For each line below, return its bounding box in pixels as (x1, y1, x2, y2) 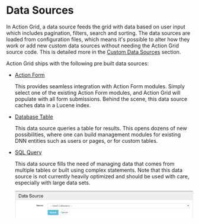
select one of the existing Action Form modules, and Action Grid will (14, 89, 181, 96)
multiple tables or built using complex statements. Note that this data (14, 167, 183, 174)
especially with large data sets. (14, 179, 91, 186)
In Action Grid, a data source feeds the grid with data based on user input (6, 23, 185, 30)
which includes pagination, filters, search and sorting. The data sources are (6, 29, 191, 36)
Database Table (14, 113, 53, 120)
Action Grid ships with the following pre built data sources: (6, 60, 149, 67)
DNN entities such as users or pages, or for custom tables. (14, 137, 158, 144)
